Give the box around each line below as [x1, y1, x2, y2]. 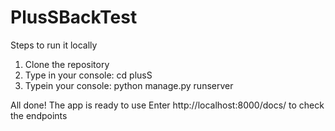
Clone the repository [24, 58, 110, 70]
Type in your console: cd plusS [24, 69, 153, 81]
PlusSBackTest [10, 6, 138, 29]
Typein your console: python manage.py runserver [24, 79, 234, 91]
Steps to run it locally [10, 39, 98, 51]
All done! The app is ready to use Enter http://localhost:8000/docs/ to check [10, 99, 325, 111]
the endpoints [10, 109, 68, 121]
